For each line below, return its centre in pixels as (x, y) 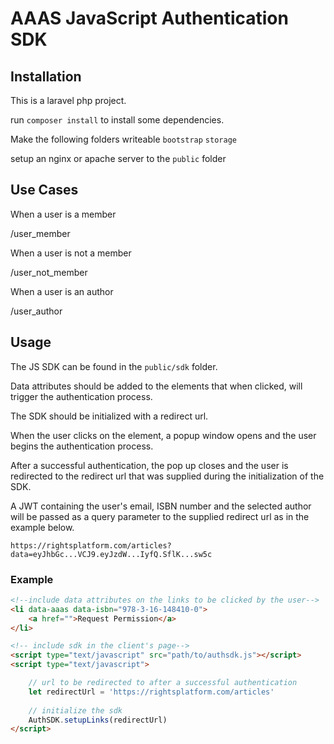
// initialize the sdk (75, 710)
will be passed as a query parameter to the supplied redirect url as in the (160, 516)
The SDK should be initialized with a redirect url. (109, 416)
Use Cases (44, 190)
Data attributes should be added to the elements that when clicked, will (156, 386)
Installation (46, 76)
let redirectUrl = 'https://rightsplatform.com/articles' (151, 692)
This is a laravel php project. (68, 100)
